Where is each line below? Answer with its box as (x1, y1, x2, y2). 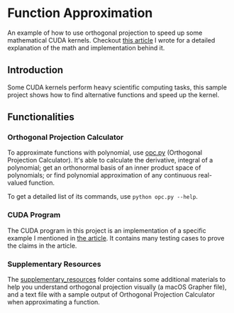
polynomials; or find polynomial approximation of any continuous (7, 171, 197, 180)
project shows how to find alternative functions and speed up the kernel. (7, 90, 220, 99)
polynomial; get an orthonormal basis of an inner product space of (7, 163, 201, 172)
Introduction (7, 64, 64, 76)
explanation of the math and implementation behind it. (7, 43, 165, 52)
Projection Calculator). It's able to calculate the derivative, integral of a (7, 156, 213, 165)
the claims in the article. (7, 241, 77, 250)
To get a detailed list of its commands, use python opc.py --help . (7, 192, 199, 201)
